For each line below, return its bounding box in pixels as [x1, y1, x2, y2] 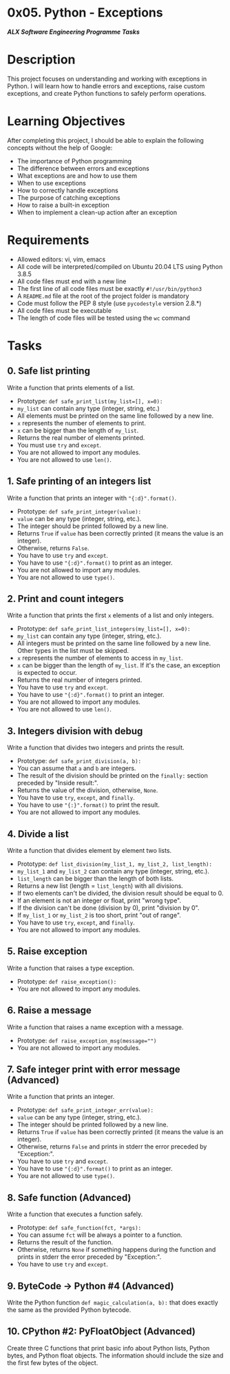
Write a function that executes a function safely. [7, 1210, 143, 1218]
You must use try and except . [17, 441, 102, 449]
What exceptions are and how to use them [17, 171, 138, 180]
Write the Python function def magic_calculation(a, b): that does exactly [7, 1298, 218, 1307]
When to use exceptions [17, 179, 86, 187]
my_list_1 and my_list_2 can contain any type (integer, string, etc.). [17, 867, 210, 875]
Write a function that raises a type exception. [7, 964, 135, 972]
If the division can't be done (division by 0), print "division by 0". [17, 904, 200, 911]
